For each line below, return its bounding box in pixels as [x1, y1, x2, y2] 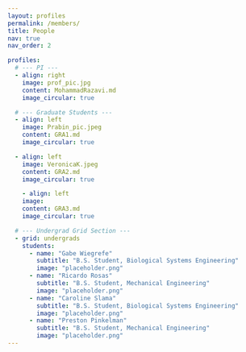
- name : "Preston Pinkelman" [28, 317, 127, 325]
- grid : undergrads [15, 234, 81, 242]
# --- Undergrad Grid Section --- [15, 226, 131, 234]
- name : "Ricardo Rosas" [28, 271, 113, 280]
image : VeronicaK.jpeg [22, 160, 98, 168]
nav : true [7, 34, 41, 43]
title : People [7, 27, 56, 35]
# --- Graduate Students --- [15, 108, 113, 117]
